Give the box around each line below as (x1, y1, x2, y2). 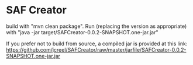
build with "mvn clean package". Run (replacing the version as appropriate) (6, 23, 187, 30)
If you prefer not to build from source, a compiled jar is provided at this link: (6, 40, 188, 47)
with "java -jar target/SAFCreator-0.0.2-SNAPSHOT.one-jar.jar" (6, 28, 158, 35)
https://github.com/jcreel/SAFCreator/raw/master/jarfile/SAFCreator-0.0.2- (6, 46, 187, 53)
